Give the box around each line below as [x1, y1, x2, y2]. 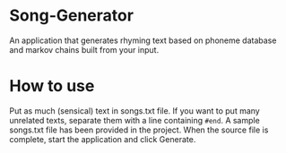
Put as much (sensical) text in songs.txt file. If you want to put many [9, 105, 260, 116]
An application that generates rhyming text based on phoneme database [9, 35, 277, 46]
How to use [9, 76, 95, 97]
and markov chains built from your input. [9, 44, 160, 55]
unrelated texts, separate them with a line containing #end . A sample [9, 115, 260, 125]
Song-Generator [9, 5, 134, 26]
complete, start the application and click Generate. [9, 133, 196, 144]
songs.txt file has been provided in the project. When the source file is [9, 124, 269, 135]
